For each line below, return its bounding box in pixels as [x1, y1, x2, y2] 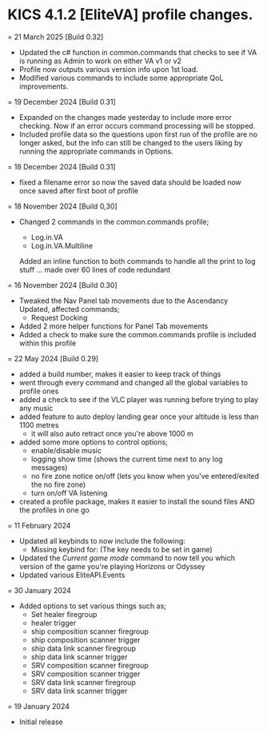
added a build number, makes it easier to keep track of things [18, 369, 221, 379]
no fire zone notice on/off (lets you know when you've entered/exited [30, 471, 260, 480]
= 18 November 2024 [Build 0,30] [7, 201, 118, 211]
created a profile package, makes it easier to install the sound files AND [18, 496, 255, 506]
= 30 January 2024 [7, 585, 71, 595]
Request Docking [30, 313, 88, 322]
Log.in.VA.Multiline [30, 241, 94, 250]
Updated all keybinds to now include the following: [18, 536, 185, 545]
